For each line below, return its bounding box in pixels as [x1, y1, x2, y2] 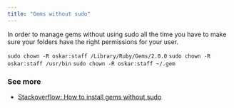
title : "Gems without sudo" [7, 10, 91, 18]
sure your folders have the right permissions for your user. [7, 37, 179, 46]
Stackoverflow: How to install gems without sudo [17, 92, 162, 101]
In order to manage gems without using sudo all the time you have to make [7, 30, 227, 38]
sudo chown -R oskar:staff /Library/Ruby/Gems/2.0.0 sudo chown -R [7, 53, 210, 60]
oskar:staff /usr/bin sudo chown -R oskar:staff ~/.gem [7, 60, 176, 67]
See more [7, 76, 41, 86]
